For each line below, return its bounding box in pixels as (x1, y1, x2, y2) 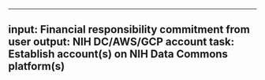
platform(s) (8, 60, 65, 73)
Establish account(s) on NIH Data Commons (8, 48, 229, 61)
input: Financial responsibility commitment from (8, 23, 250, 36)
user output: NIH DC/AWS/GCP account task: (8, 35, 235, 49)
